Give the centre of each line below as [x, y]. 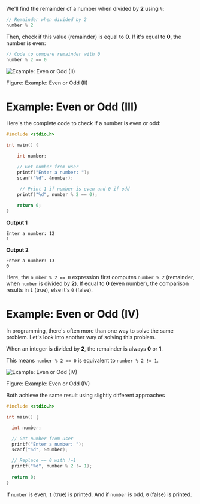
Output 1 [17, 223]
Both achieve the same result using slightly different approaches [86, 395]
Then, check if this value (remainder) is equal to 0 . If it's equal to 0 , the [94, 37]
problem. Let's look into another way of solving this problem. [81, 337]
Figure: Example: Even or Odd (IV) [48, 384]
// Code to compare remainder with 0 [53, 54]
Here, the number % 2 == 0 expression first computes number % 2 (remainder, [100, 277]
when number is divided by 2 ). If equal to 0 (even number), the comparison [98, 283]
